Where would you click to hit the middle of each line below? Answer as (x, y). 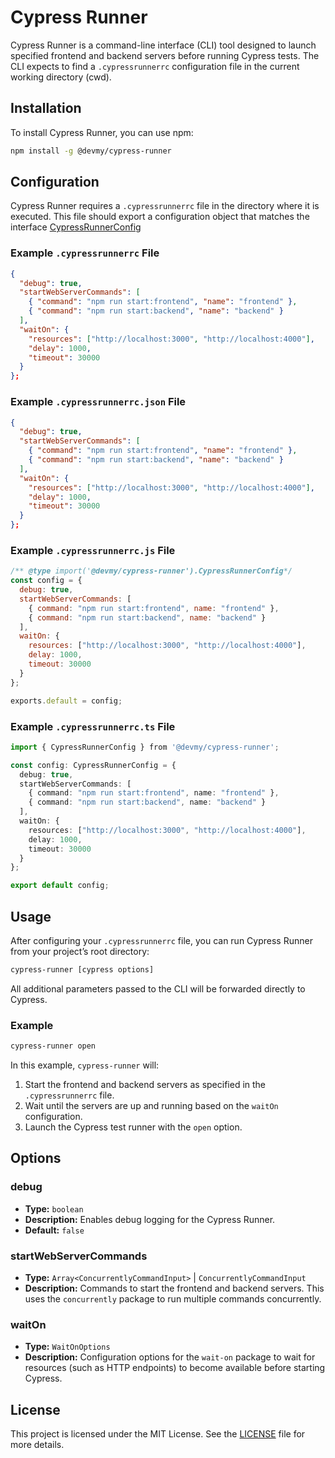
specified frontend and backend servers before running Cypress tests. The (165, 55)
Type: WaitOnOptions (67, 1347)
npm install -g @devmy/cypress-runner (91, 151)
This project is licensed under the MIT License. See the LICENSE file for (158, 1434)
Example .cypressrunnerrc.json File (98, 402)
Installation (46, 108)
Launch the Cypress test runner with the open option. (133, 1127)
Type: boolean (54, 1208)
